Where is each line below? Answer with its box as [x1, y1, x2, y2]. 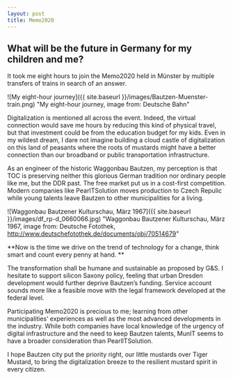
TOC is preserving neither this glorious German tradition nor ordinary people [7, 172, 226, 180]
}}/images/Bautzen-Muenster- [121, 93, 209, 101]
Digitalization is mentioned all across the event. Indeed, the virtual [7, 114, 196, 122]
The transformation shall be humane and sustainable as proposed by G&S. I [7, 264, 224, 273]
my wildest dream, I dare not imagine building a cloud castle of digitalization [7, 136, 225, 144]
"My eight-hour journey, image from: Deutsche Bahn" [36, 100, 190, 109]
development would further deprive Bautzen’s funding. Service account [7, 279, 212, 287]
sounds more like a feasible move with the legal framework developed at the [7, 287, 226, 295]
